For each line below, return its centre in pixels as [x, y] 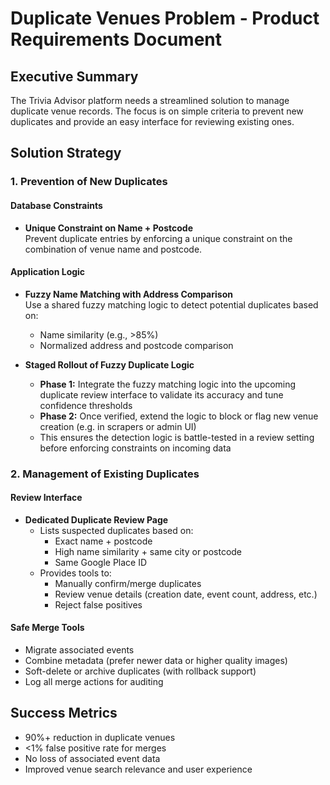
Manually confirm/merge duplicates [128, 583]
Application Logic [48, 272]
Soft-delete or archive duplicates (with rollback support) [140, 671]
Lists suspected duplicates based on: [116, 530]
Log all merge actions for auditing [94, 682]
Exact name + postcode [103, 541]
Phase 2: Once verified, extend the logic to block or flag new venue [179, 416]
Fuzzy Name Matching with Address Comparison [128, 294]
